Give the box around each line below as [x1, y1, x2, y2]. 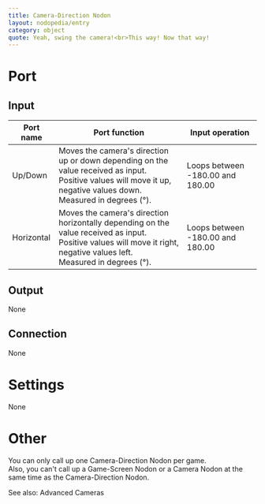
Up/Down [12, 170, 47, 181]
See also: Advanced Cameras [8, 487, 105, 497]
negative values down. [58, 185, 142, 196]
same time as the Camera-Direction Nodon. [8, 472, 150, 482]
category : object [8, 26, 65, 34]
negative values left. [58, 247, 133, 258]
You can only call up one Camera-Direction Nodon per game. [8, 455, 207, 465]
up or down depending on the [58, 155, 168, 166]
